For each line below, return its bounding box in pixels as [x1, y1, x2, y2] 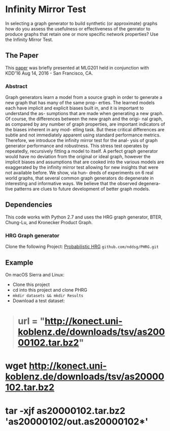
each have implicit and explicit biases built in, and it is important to [5, 105, 144, 111]
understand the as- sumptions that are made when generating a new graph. [5, 111, 164, 117]
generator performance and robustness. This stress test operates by [5, 143, 149, 149]
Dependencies [5, 200, 52, 209]
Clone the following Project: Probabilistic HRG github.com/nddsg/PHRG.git [5, 243, 159, 249]
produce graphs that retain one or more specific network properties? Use [5, 31, 159, 37]
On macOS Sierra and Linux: [5, 271, 64, 277]
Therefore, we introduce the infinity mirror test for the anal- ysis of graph [5, 137, 158, 143]
